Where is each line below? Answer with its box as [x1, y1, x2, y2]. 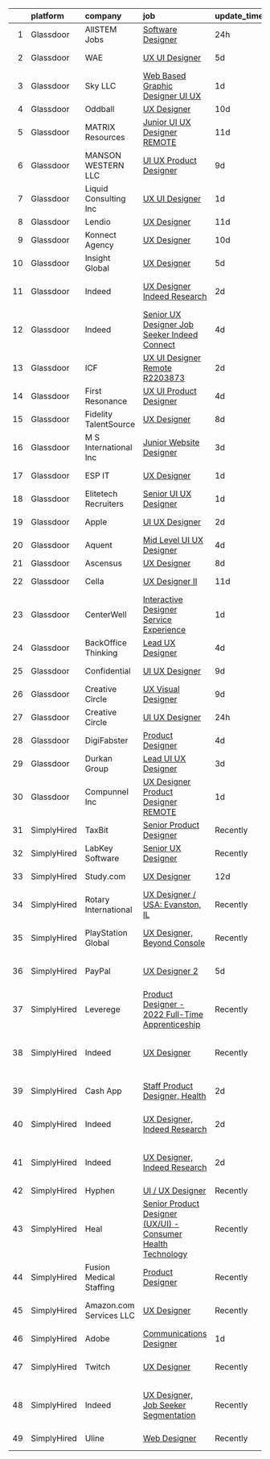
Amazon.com [84, 1300, 135, 1311]
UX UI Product [142, 386, 197, 396]
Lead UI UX [142, 753, 186, 764]
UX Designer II [142, 576, 198, 587]
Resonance [84, 396, 128, 406]
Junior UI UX [142, 117, 191, 127]
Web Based [142, 70, 186, 81]
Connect [142, 339, 175, 350]
